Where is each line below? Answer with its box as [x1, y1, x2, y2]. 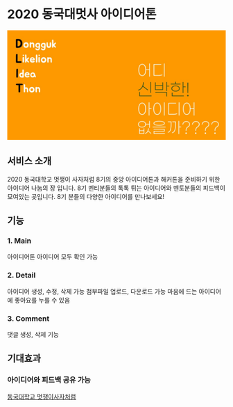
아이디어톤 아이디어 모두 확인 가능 [7, 253, 98, 261]
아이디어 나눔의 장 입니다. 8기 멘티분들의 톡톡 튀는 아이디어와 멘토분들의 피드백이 [7, 184, 225, 192]
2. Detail [7, 271, 36, 280]
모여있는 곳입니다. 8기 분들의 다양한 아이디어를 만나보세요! [7, 192, 165, 200]
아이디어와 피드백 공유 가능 [7, 375, 92, 385]
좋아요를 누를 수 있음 [14, 296, 71, 304]
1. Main [7, 236, 32, 246]
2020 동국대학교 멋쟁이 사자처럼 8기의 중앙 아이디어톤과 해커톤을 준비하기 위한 [7, 175, 221, 183]
